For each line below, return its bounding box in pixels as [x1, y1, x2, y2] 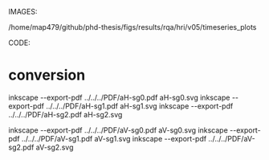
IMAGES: [8, 7, 38, 16]
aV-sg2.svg [35, 142, 74, 152]
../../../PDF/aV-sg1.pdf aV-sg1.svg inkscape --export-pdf [21, 133, 207, 143]
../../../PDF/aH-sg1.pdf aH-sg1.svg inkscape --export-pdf [45, 101, 234, 111]
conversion [8, 66, 86, 84]
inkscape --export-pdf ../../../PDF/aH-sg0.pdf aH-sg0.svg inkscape [8, 92, 230, 102]
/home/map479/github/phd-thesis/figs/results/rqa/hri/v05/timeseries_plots [8, 23, 257, 31]
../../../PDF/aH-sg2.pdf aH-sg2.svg [8, 109, 123, 119]
